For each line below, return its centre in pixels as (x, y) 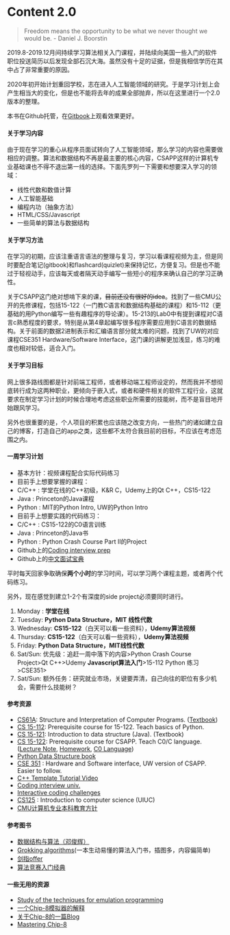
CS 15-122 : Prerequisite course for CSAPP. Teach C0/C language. (109, 741)
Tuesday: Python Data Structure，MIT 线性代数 (85, 619)
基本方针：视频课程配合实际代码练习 (68, 473)
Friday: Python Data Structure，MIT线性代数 (81, 645)
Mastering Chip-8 (42, 925)
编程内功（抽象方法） (47, 207)
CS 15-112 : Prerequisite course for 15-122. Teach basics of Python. (111, 727)
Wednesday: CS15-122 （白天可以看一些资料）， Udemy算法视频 (106, 628)
